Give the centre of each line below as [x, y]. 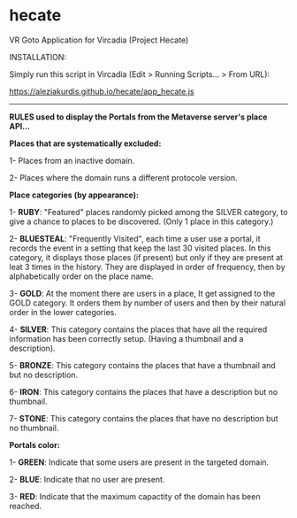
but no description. [44, 375]
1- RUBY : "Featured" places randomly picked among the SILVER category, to [148, 212]
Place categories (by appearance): [74, 195]
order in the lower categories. [63, 312]
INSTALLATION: [38, 57]
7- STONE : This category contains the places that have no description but [144, 418]
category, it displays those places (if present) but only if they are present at [146, 257]
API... [20, 126]
